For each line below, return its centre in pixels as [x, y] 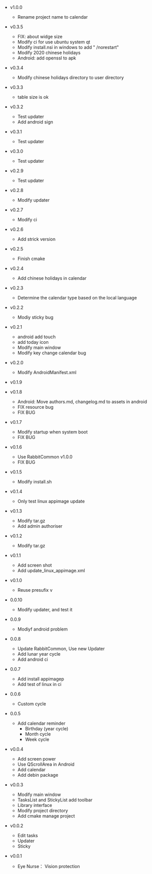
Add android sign [35, 122]
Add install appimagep [41, 679]
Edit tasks [28, 835]
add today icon [33, 342]
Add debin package [38, 775]
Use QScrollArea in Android [46, 764]
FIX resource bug [35, 407]
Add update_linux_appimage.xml [51, 571]
